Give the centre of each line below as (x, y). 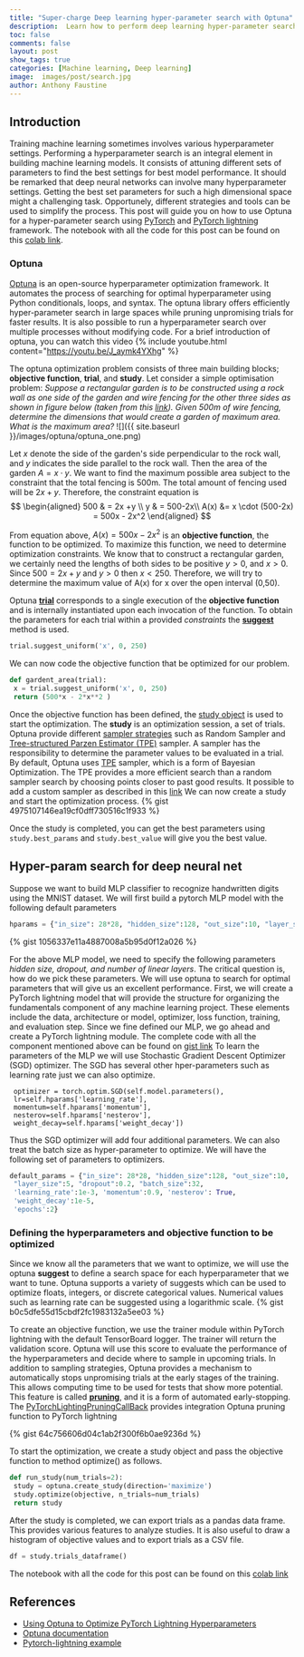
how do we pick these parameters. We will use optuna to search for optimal (150, 978)
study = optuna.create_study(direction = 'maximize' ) (113, 1486)
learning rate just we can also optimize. (82, 1075)
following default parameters (63, 907)
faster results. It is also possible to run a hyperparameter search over (138, 322)
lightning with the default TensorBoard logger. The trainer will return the (143, 1340)
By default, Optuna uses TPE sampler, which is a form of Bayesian (133, 762)
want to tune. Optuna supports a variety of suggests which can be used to (148, 1283)
